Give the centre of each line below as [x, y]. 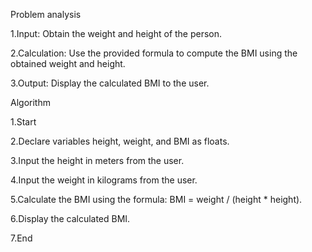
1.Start [23, 122]
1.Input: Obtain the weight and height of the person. [116, 33]
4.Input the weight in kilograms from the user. [104, 180]
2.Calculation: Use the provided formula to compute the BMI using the [154, 53]
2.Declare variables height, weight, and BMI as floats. [120, 141]
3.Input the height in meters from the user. [97, 160]
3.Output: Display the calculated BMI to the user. [110, 83]
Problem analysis [46, 14]
